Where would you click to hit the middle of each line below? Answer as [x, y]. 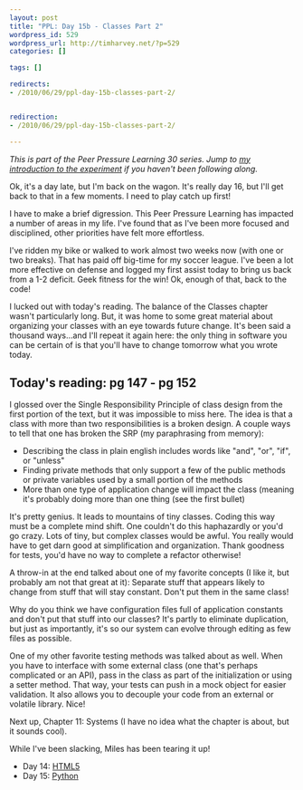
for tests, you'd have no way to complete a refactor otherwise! [125, 555]
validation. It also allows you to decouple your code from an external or [142, 695]
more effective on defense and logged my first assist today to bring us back [151, 269]
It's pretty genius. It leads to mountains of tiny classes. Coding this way [142, 516]
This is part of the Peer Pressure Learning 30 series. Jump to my [130, 159]
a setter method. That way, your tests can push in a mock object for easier [148, 685]
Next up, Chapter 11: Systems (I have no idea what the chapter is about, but [149, 722]
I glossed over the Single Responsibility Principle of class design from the [146, 405]
